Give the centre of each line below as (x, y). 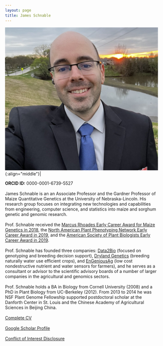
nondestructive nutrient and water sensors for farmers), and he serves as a (80, 266)
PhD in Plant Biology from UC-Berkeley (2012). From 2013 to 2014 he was (78, 292)
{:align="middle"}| (23, 174)
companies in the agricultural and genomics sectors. (57, 277)
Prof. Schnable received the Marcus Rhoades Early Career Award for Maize (80, 225)
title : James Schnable (28, 15)
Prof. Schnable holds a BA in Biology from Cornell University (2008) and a (79, 287)
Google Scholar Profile (27, 328)
